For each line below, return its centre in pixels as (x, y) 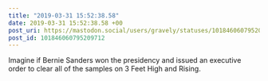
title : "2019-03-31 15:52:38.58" (64, 15)
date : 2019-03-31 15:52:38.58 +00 (66, 23)
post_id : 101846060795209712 (57, 38)
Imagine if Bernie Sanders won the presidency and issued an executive (125, 60)
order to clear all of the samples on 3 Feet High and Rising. (104, 69)
